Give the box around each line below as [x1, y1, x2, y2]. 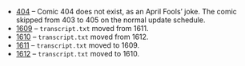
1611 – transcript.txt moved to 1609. [15, 41, 140, 50]
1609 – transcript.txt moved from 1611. [15, 24, 149, 33]
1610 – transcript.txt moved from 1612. [15, 32, 149, 41]
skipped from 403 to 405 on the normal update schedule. [15, 15, 206, 25]
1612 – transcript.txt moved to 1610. [15, 49, 140, 58]
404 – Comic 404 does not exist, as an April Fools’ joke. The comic [15, 7, 238, 16]
